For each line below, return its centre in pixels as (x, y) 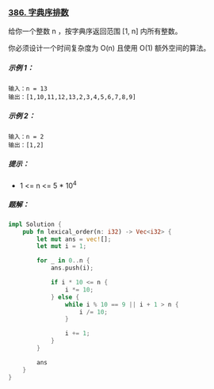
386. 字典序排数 (38, 12)
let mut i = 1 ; (62, 246)
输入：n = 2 (26, 137)
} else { (65, 297)
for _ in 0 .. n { (63, 261)
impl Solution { (35, 224)
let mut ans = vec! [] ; (74, 239)
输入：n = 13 (28, 89)
